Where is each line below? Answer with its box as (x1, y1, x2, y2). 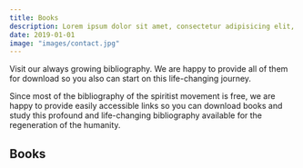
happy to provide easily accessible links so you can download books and (9, 101, 283, 112)
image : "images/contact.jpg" (9, 38, 120, 48)
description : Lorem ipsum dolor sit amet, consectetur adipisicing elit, (9, 22, 296, 31)
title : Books (9, 13, 59, 23)
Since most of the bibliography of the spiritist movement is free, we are (9, 91, 276, 102)
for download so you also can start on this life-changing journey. (9, 74, 252, 84)
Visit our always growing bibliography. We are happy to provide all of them (9, 64, 288, 74)
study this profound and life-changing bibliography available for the (9, 110, 262, 121)
